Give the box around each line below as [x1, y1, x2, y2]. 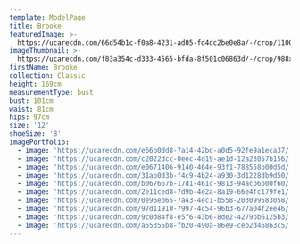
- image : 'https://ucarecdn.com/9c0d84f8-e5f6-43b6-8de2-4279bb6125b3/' [17, 212, 294, 222]
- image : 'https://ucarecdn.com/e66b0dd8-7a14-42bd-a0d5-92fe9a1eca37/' [17, 146, 294, 155]
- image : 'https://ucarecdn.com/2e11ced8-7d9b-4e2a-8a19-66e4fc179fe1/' [17, 188, 294, 197]
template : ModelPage [9, 13, 87, 22]
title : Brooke [9, 21, 62, 30]
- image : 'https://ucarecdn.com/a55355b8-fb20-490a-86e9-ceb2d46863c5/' [17, 221, 294, 230]
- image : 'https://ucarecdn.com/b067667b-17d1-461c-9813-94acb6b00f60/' [17, 180, 294, 189]
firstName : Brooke [9, 63, 78, 72]
